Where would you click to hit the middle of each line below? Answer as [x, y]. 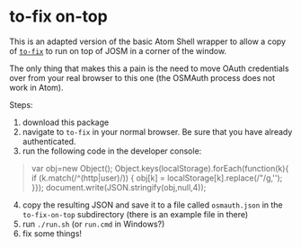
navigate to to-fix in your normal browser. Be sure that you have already [157, 131]
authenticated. [49, 141]
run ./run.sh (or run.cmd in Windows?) [93, 224]
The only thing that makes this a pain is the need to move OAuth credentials [149, 68]
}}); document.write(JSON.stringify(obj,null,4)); [119, 187]
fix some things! [52, 233]
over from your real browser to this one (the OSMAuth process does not [142, 77]
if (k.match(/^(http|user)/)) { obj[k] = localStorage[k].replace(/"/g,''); [157, 178]
